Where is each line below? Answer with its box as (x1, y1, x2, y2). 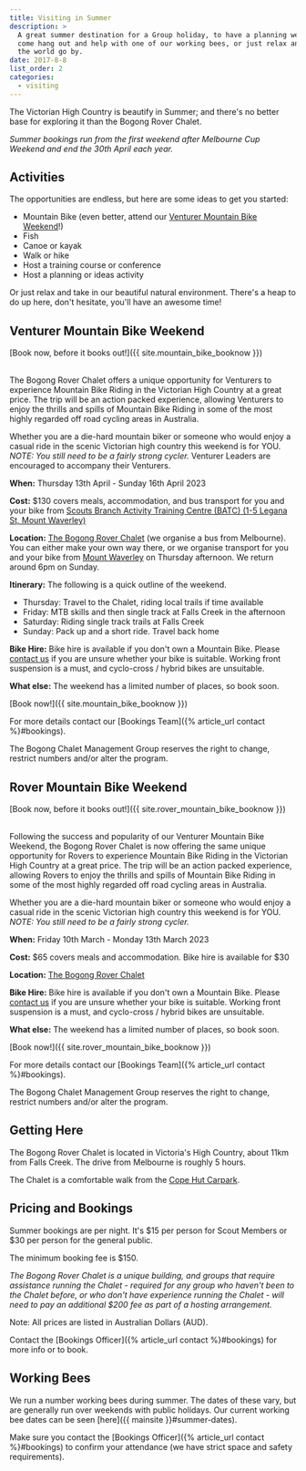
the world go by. (17, 47, 84, 57)
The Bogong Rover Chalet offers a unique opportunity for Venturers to (9, 375, 272, 386)
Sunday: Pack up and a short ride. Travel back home (22, 626, 220, 637)
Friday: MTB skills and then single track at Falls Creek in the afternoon (22, 607, 286, 618)
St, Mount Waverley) (9, 515, 87, 526)
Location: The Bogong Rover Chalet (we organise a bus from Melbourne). (9, 532, 287, 543)
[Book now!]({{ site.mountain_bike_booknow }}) (9, 698, 189, 709)
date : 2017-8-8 (9, 56, 67, 65)
